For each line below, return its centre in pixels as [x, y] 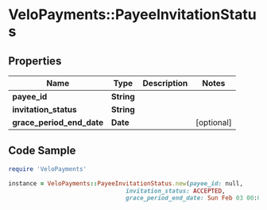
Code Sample [42, 151]
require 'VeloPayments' [48, 169]
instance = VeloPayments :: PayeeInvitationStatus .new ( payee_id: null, [126, 183]
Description [165, 83]
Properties [35, 61]
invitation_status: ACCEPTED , [176, 191]
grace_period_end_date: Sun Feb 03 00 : [192, 198]
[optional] [214, 122]
